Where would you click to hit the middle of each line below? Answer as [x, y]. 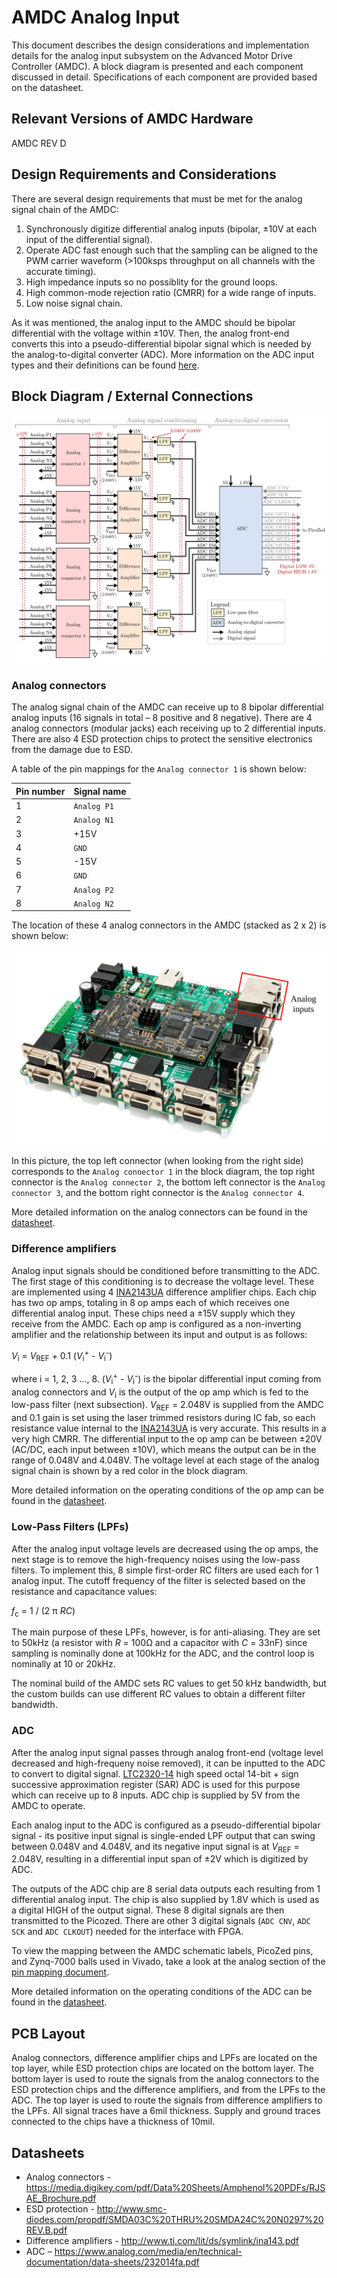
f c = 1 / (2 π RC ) [43, 1611]
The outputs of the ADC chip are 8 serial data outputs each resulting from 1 [166, 1889]
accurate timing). [61, 271]
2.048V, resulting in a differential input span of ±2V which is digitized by [160, 1859]
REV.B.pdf [46, 2230]
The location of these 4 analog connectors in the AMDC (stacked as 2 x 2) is [169, 925]
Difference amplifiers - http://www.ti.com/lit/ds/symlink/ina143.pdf [162, 2241]
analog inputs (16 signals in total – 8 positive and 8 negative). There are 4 [162, 718]
